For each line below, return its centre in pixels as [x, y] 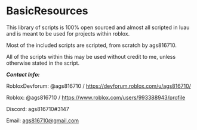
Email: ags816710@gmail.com [43, 121]
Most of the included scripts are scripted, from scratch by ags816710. [92, 45]
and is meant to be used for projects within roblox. [68, 33]
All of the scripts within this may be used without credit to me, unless [91, 56]
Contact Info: [23, 74]
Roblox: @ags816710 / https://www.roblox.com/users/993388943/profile [96, 97]
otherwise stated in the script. [43, 63]
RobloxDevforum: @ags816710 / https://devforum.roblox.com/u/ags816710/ [98, 86]
